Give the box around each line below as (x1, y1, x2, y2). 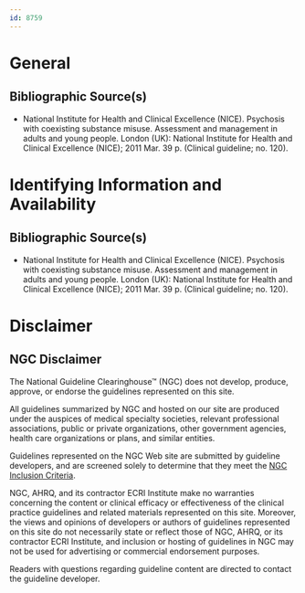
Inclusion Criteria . (9, 470, 76, 481)
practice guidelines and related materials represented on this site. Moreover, (9, 506, 297, 517)
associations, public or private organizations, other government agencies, (9, 422, 287, 434)
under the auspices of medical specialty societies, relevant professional (9, 413, 280, 424)
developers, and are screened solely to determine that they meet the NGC (9, 460, 288, 471)
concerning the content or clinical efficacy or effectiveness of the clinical (9, 497, 285, 508)
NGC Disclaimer (9, 352, 102, 367)
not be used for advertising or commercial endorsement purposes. (9, 545, 260, 556)
